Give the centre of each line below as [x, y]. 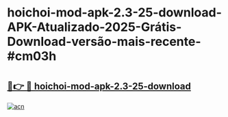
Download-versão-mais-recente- [104, 42]
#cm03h [32, 56]
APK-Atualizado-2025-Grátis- [94, 27]
